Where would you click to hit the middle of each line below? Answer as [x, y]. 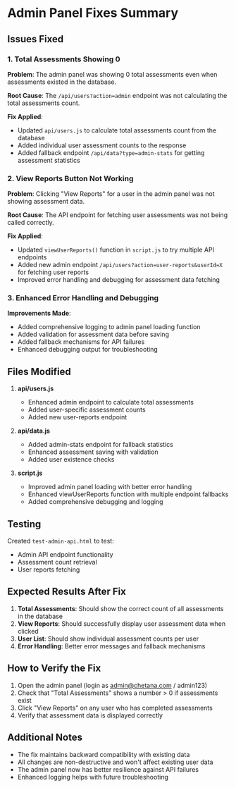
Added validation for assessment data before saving [93, 334]
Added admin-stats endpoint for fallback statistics [101, 445]
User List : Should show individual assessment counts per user [108, 639]
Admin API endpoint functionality [66, 555]
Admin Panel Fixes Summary [93, 13]
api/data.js [34, 431]
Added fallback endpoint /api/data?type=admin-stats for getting [111, 152]
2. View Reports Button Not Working [70, 178]
